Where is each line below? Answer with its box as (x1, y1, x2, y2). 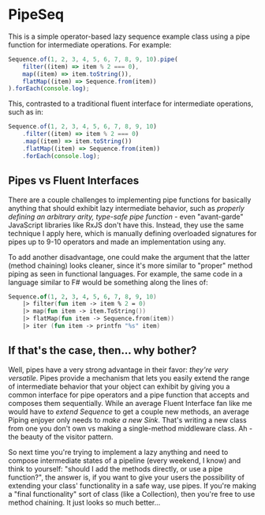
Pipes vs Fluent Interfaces (8, 174, 140, 187)
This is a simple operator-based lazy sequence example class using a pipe (8, 32, 251, 41)
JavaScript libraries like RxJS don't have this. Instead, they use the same (8, 220, 244, 230)
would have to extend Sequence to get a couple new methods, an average (8, 407, 250, 416)
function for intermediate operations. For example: (8, 39, 172, 49)
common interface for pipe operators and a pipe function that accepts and (8, 389, 250, 400)
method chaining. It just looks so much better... (8, 498, 161, 507)
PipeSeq (8, 6, 65, 24)
